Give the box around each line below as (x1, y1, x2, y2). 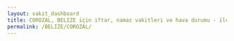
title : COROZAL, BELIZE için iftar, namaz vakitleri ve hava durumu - (7, 17, 217, 24)
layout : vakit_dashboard (7, 10, 79, 17)
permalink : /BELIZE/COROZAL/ (7, 23, 92, 30)
